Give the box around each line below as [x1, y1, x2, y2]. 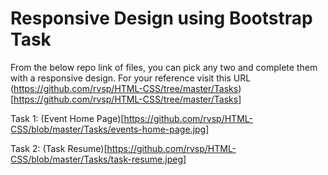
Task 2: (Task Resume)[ [10, 142, 108, 154]
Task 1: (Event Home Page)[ [10, 112, 125, 124]
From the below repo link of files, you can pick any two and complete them [10, 61, 318, 73]
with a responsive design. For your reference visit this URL [10, 72, 252, 84]
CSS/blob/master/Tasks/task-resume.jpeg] [10, 153, 187, 165]
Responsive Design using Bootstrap [10, 7, 313, 30]
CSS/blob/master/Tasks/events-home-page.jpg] [10, 123, 210, 135]
